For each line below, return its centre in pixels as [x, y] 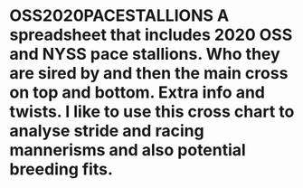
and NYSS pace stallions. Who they [145, 54]
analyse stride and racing [107, 131]
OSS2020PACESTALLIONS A [119, 16]
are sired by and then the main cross [149, 74]
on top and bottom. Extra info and [137, 93]
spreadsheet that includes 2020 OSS [151, 35]
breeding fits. [61, 169]
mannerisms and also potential [128, 150]
